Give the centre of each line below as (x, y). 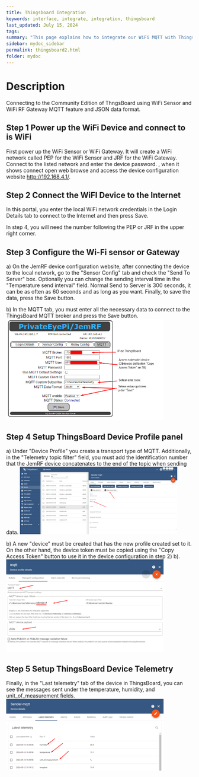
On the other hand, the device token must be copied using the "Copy (90, 550)
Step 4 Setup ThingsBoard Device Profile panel (94, 437)
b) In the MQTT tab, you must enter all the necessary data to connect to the (98, 310)
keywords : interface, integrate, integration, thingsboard (81, 19)
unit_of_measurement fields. (41, 696)
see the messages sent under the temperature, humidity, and (81, 690)
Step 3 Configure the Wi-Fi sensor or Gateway (93, 252)
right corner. (21, 234)
